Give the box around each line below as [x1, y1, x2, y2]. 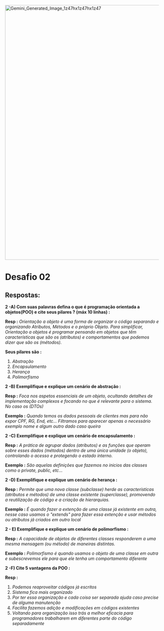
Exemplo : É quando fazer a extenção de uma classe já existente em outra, [5, 507, 157, 512]
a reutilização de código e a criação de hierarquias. [5, 497, 110, 503]
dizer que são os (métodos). [5, 340, 62, 345]
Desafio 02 [5, 271, 51, 283]
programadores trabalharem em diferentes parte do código [12, 615, 132, 621]
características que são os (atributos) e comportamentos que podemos [5, 334, 150, 340]
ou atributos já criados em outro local [5, 517, 82, 522]
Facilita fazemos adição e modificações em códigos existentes [12, 605, 140, 610]
